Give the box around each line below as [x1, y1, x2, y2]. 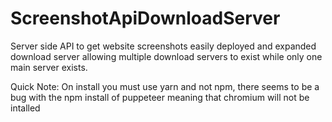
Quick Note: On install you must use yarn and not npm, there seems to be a [10, 80, 320, 92]
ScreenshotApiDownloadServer [10, 7, 281, 30]
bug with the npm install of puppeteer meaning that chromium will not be [10, 91, 310, 103]
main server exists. [10, 61, 88, 73]
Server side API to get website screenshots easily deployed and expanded [10, 40, 317, 52]
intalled [10, 102, 41, 114]
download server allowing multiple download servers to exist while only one [10, 50, 323, 62]
